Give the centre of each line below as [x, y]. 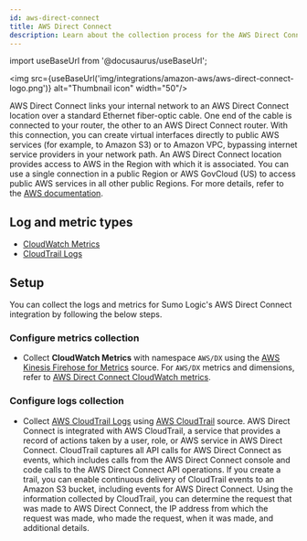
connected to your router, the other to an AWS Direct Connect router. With [148, 125]
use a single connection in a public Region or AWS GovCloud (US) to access [153, 174]
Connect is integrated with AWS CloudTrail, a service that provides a [152, 430]
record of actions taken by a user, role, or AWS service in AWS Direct [153, 440]
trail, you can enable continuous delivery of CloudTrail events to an [148, 479]
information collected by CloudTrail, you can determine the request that [157, 498]
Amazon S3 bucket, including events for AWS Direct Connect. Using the [158, 489]
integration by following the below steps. [86, 314]
